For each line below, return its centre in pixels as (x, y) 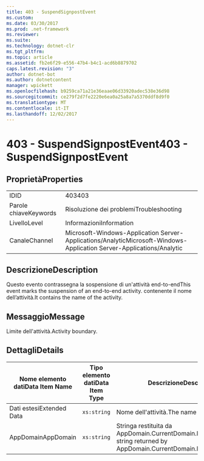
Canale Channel (31, 241)
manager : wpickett (29, 86)
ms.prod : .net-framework (38, 29)
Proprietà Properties (45, 179)
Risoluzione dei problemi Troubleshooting (124, 209)
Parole (19, 206)
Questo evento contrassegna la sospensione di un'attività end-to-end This (99, 284)
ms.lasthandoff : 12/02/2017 (42, 114)
